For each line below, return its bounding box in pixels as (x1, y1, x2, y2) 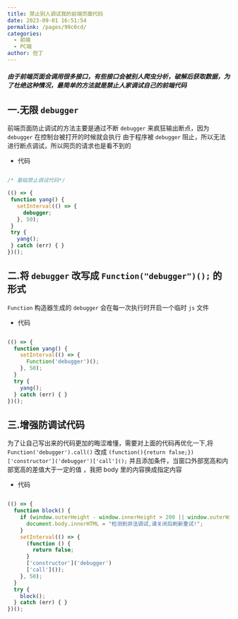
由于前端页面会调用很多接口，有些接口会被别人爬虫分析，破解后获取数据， (7, 72, 224, 81)
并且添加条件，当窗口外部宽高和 (129, 457, 222, 465)
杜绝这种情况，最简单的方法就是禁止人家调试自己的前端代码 (13, 81, 187, 90)
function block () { (13, 507, 71, 515)
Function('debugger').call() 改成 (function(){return (7, 447, 166, 456)
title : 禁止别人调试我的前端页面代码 (7, 10, 104, 18)
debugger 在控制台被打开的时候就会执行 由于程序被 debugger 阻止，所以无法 (7, 133, 226, 141)
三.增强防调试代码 (7, 419, 85, 431)
